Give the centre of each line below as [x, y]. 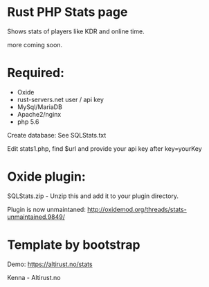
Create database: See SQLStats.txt [57, 135]
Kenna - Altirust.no [34, 277]
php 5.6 [28, 122]
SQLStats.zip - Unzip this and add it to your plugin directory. [93, 196]
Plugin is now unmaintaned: [47, 209]
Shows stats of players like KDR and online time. [76, 31]
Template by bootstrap [74, 245]
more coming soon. [35, 44]
